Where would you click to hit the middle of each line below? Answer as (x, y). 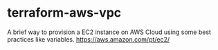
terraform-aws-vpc (64, 13)
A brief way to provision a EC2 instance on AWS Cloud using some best (109, 32)
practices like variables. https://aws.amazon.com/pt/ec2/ (89, 39)
